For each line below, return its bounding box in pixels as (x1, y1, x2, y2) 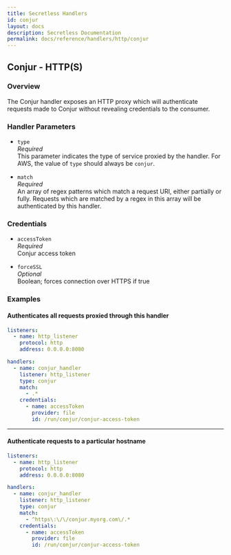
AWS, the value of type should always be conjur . (16, 160, 155, 168)
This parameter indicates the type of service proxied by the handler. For (16, 152, 221, 160)
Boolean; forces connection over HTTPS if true (16, 277, 150, 285)
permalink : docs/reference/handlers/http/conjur (7, 36, 149, 43)
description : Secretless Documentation (7, 29, 122, 36)
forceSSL (16, 264, 43, 271)
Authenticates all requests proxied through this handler (7, 311, 169, 320)
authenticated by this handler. (16, 202, 102, 210)
